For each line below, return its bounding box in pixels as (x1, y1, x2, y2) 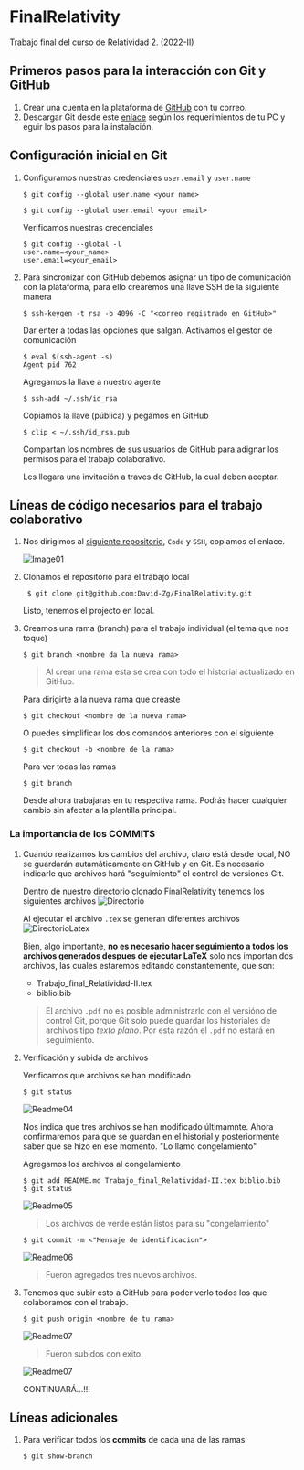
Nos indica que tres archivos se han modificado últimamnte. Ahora (22, 1121, 274, 1132)
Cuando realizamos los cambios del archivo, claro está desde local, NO (22, 848, 291, 859)
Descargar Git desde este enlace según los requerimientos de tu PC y (22, 112, 286, 123)
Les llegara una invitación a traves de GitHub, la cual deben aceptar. (22, 471, 279, 482)
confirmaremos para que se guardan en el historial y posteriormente (22, 1131, 280, 1142)
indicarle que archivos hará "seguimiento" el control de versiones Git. (22, 867, 285, 879)
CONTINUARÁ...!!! (22, 1383, 91, 1394)
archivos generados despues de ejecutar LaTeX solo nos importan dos (22, 950, 294, 961)
